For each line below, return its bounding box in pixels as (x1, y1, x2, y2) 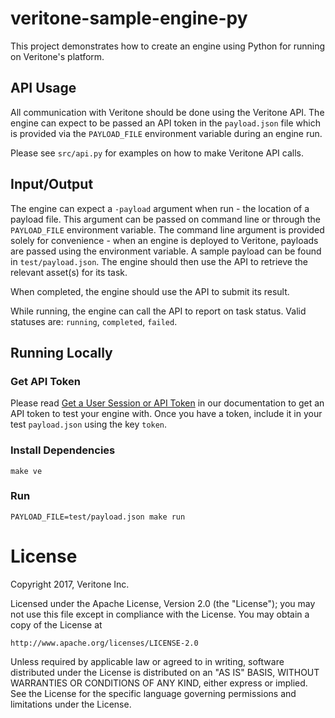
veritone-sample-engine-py (10, 7, 248, 30)
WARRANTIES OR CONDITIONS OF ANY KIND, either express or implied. (10, 677, 308, 689)
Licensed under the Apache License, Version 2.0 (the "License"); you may (10, 597, 316, 609)
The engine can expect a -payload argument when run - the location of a (10, 202, 310, 214)
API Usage (10, 80, 77, 97)
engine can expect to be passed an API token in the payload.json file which (10, 117, 322, 129)
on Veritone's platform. (10, 50, 105, 62)
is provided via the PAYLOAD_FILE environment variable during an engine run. (10, 127, 323, 139)
